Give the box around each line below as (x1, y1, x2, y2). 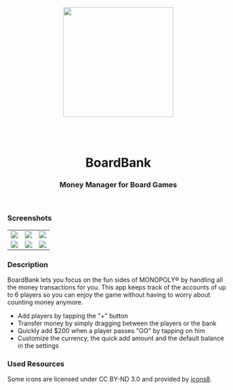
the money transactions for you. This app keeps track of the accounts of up (7, 283, 227, 292)
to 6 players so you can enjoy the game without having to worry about (7, 291, 210, 299)
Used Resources (7, 359, 65, 368)
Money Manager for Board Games (59, 180, 177, 190)
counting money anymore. (7, 298, 84, 306)
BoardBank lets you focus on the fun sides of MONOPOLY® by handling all (7, 275, 223, 284)
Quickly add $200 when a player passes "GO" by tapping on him (17, 327, 206, 335)
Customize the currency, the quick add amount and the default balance (17, 334, 225, 343)
